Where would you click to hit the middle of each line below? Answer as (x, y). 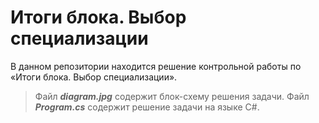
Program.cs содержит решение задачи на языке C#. (147, 107)
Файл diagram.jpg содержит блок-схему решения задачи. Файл (172, 96)
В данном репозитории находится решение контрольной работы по (156, 66)
